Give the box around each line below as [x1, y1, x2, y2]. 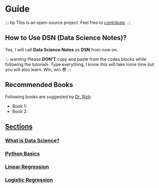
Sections [5, 122, 33, 130]
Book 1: [12, 103, 27, 109]
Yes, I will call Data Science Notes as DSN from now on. [5, 46, 118, 52]
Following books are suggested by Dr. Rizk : [5, 94, 92, 100]
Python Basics [5, 150, 40, 157]
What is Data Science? [5, 137, 60, 144]
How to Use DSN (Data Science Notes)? [5, 34, 127, 42]
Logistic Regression [5, 176, 53, 183]
